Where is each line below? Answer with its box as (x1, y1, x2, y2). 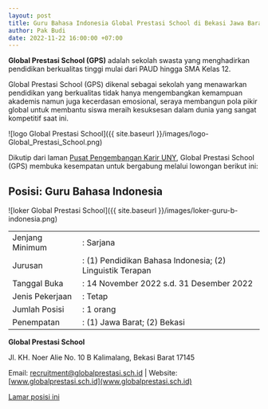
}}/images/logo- (156, 129, 209, 139)
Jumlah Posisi (12, 304, 65, 315)
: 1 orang (82, 304, 116, 315)
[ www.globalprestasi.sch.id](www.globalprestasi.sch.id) (8, 376, 193, 387)
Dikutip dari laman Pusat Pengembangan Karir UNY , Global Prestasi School (8, 153, 255, 163)
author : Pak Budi (8, 26, 66, 34)
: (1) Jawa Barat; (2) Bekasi (82, 317, 185, 328)
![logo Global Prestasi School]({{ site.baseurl (8, 129, 155, 139)
